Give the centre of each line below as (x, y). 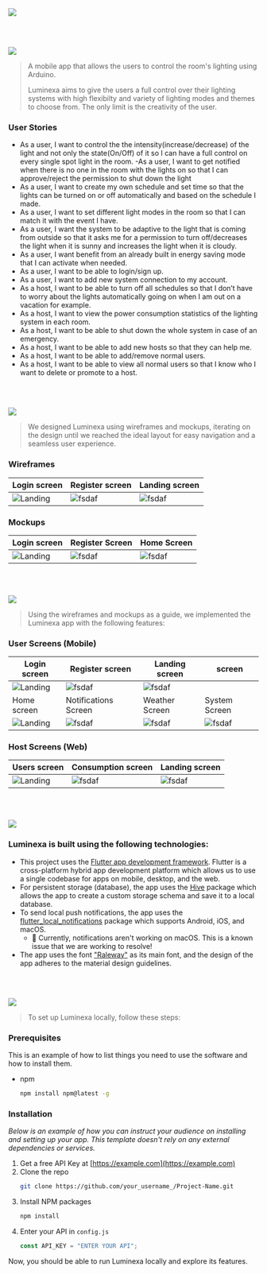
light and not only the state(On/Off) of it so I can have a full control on (133, 153)
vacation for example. (55, 305)
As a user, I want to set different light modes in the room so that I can (133, 212)
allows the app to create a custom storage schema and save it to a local (137, 895)
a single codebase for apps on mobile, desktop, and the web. (120, 878)
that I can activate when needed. (74, 263)
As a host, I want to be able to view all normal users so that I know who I (138, 364)
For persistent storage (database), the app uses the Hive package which (138, 887)
